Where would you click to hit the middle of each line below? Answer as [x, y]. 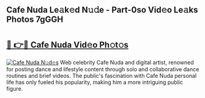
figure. [15, 89]
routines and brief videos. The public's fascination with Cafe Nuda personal [102, 76]
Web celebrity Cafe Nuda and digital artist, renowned [127, 62]
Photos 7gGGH [35, 20]
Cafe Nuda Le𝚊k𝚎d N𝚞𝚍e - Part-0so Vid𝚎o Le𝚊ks [102, 10]
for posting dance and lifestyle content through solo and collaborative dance [103, 69]
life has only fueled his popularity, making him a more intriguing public [95, 82]
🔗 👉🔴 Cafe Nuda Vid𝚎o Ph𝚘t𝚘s [67, 45]
